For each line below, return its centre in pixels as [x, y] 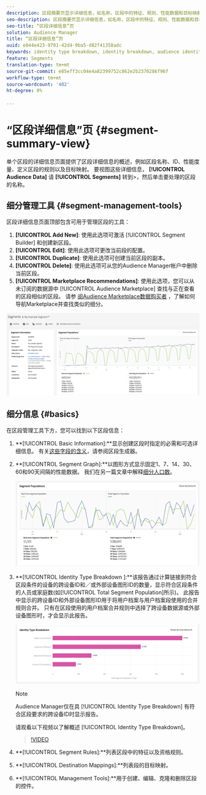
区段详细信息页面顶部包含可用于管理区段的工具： [68, 222]
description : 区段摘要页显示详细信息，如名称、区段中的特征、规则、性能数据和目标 [100, 13]
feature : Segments [30, 58]
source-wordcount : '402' [38, 84]
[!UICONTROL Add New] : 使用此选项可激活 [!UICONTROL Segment [100, 235]
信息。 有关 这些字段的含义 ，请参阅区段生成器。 [81, 451]
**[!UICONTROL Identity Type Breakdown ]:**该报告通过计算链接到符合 [106, 577]
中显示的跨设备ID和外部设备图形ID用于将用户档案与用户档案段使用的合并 [106, 600]
